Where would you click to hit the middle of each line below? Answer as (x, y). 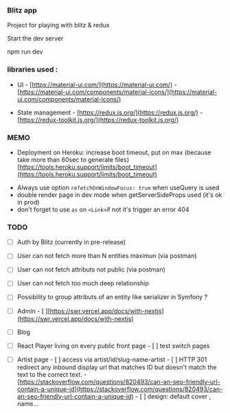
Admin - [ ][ (33, 311)
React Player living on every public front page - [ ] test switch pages (113, 346)
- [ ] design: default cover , (173, 396)
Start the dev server (35, 38)
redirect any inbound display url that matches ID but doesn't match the (117, 367)
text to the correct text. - (52, 374)
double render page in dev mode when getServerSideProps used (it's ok (119, 195)
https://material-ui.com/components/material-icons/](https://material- (118, 92)
